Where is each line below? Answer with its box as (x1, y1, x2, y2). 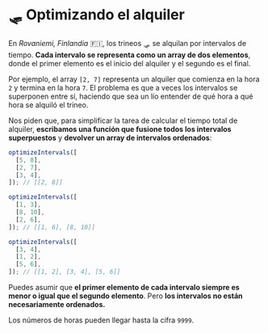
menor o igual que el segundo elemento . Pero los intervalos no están (8, 291, 244, 301)
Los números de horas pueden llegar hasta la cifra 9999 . (8, 315, 195, 325)
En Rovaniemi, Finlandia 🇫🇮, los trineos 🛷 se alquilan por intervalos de (8, 38, 247, 48)
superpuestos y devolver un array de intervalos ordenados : (8, 133, 212, 142)
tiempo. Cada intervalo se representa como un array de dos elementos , (8, 49, 251, 60)
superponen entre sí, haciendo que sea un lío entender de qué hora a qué (8, 91, 253, 101)
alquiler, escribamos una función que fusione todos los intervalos (8, 124, 232, 133)
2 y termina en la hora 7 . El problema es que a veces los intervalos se (8, 82, 238, 92)
